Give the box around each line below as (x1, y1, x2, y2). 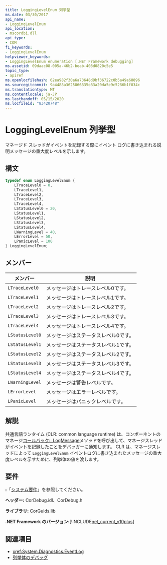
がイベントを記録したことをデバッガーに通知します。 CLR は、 (5, 444, 134, 450)
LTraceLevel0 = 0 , (14, 182, 53, 188)
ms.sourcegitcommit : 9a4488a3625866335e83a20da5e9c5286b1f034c (5, 82, 140, 87)
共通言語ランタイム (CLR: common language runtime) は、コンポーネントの (5, 431, 161, 437)
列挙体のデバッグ (12, 554, 48, 560)
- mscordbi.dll (5, 31, 37, 36)
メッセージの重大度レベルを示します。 (9, 148, 89, 154)
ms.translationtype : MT (5, 87, 55, 92)
